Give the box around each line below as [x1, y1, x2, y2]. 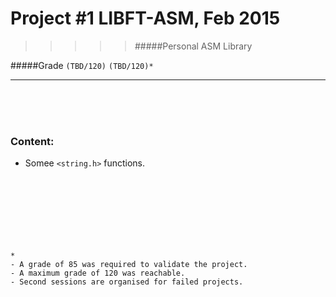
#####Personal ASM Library [134, 40, 253, 52]
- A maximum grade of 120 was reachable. [10, 268, 186, 279]
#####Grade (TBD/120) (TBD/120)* [10, 59, 154, 71]
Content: [10, 134, 55, 148]
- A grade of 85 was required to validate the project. [10, 260, 248, 270]
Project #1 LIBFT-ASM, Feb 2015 [10, 7, 281, 30]
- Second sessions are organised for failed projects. [10, 277, 244, 287]
